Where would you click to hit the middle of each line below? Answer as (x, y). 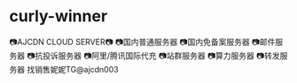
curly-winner (59, 16)
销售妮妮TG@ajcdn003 (76, 69)
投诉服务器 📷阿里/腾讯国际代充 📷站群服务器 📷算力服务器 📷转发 (162, 56)
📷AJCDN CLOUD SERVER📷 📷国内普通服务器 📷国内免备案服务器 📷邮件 (142, 41)
